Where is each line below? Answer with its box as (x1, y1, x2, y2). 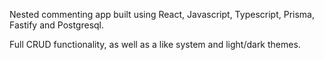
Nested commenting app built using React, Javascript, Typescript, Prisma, (9, 9, 315, 20)
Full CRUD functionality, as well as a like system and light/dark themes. (9, 39, 301, 50)
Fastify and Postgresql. (9, 19, 105, 31)
